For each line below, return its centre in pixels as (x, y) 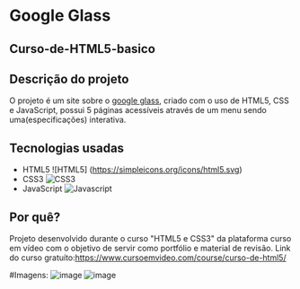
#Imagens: (29, 276)
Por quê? (35, 217)
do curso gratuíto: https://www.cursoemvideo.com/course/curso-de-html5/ (148, 258)
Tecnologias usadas (66, 148)
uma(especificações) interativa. (68, 120)
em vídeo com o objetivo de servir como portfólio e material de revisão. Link (150, 249)
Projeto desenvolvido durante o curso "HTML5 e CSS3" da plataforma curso (150, 239)
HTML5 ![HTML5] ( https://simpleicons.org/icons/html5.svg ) (132, 170)
